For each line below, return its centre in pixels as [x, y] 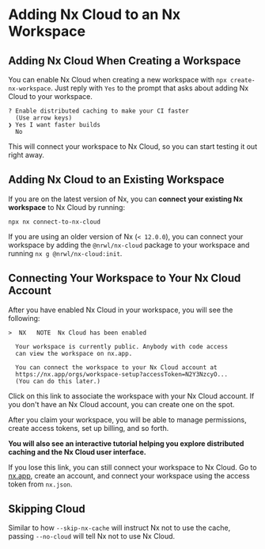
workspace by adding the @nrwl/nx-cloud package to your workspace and [129, 245]
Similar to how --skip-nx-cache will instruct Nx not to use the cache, [119, 528]
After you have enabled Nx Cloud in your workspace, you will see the [121, 310]
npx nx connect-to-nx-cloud [55, 222]
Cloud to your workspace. [50, 96]
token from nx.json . [40, 484]
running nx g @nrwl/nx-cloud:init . [65, 253]
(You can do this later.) [58, 381]
